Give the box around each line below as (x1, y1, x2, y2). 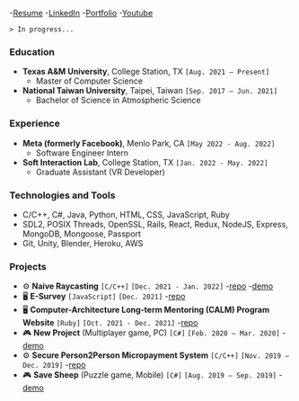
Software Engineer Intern (35, 147, 128, 158)
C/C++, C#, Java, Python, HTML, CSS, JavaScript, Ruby (22, 209, 231, 219)
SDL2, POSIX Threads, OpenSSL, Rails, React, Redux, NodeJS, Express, (22, 218, 289, 229)
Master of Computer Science (35, 76, 144, 86)
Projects (9, 260, 47, 272)
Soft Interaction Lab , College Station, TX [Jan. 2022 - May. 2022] (22, 156, 268, 167)
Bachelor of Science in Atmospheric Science (35, 94, 201, 106)
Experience (9, 117, 60, 129)
